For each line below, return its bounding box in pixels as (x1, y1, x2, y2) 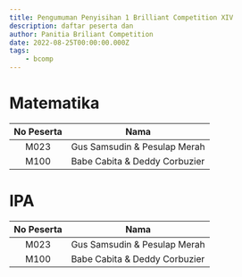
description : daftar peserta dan (9, 21, 134, 30)
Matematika (9, 93, 100, 113)
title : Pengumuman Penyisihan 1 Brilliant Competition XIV (9, 13, 234, 22)
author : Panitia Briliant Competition (9, 29, 154, 38)
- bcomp (25, 55, 54, 63)
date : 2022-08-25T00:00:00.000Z (9, 38, 129, 47)
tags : (9, 46, 29, 55)
